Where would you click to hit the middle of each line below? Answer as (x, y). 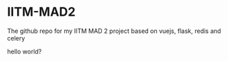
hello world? (24, 51)
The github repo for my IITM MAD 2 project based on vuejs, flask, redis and (114, 31)
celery (16, 38)
